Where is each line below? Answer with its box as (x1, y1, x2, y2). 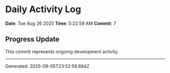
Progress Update (5, 35, 60, 44)
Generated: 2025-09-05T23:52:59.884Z (5, 63, 90, 69)
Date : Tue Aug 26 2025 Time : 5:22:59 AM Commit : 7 (5, 20, 116, 26)
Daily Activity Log (5, 4, 81, 15)
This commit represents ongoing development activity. (5, 48, 119, 54)
